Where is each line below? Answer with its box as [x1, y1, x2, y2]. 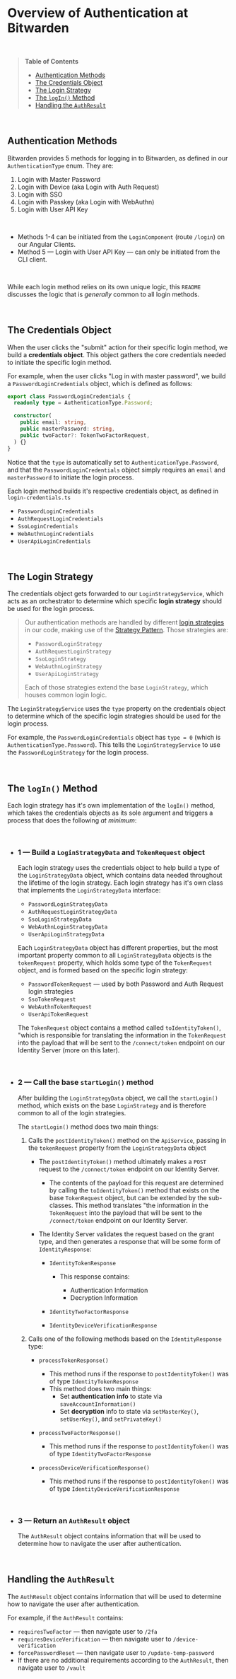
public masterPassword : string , [20, 426, 115, 433]
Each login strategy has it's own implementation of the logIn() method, [7, 801, 216, 810]
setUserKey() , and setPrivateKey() [59, 1414, 162, 1423]
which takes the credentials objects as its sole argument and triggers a [7, 808, 213, 818]
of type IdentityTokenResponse [49, 1377, 139, 1385]
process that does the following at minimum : [7, 816, 137, 825]
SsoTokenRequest [28, 996, 76, 1004]
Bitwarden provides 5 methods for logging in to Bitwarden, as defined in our [7, 153, 228, 162]
